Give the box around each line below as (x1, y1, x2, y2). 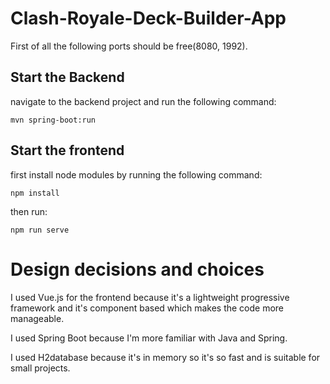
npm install (10, 188, 60, 198)
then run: (10, 205, 48, 217)
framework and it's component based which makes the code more (10, 302, 285, 314)
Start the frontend (10, 142, 125, 159)
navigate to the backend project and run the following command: (10, 95, 277, 107)
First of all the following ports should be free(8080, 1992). (10, 40, 248, 52)
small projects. (10, 362, 71, 374)
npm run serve (10, 225, 70, 235)
